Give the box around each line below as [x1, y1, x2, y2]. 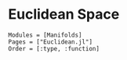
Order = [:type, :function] [8, 44, 100, 52]
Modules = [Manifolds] [8, 31, 82, 39]
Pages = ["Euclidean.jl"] [8, 37, 93, 46]
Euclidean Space [8, 5, 120, 23]
